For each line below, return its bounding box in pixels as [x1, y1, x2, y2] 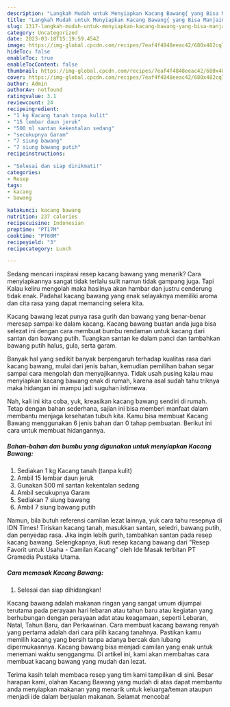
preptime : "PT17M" [7, 226, 60, 233]
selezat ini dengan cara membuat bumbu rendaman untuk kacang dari [7, 327, 205, 335]
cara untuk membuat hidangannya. [7, 427, 105, 435]
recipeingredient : [7, 106, 60, 112]
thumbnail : [7, 67, 38, 74]
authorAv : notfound [7, 86, 63, 93]
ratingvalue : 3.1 [7, 93, 57, 100]
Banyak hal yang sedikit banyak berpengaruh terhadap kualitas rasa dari [7, 355, 211, 363]
